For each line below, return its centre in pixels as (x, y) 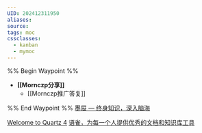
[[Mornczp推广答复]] (56, 93)
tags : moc (21, 32)
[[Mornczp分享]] (41, 85)
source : (18, 26)
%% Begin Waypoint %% (43, 71)
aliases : (20, 20)
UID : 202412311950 (33, 13)
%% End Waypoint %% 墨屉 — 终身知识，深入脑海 (79, 108)
